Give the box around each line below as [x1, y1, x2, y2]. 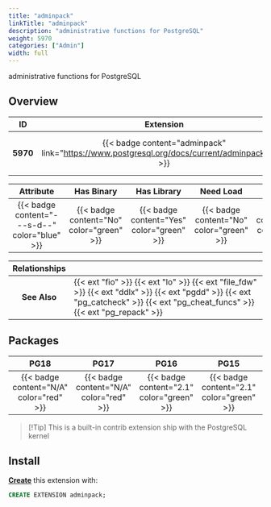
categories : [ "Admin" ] [8, 42, 85, 50]
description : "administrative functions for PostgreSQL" [8, 27, 204, 35]
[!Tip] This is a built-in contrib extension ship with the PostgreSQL [27, 422, 248, 432]
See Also [21, 291, 57, 302]
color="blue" [12, 229, 61, 240]
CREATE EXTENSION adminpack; [8, 491, 106, 500]
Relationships [12, 263, 66, 274]
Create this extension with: [8, 476, 98, 485]
